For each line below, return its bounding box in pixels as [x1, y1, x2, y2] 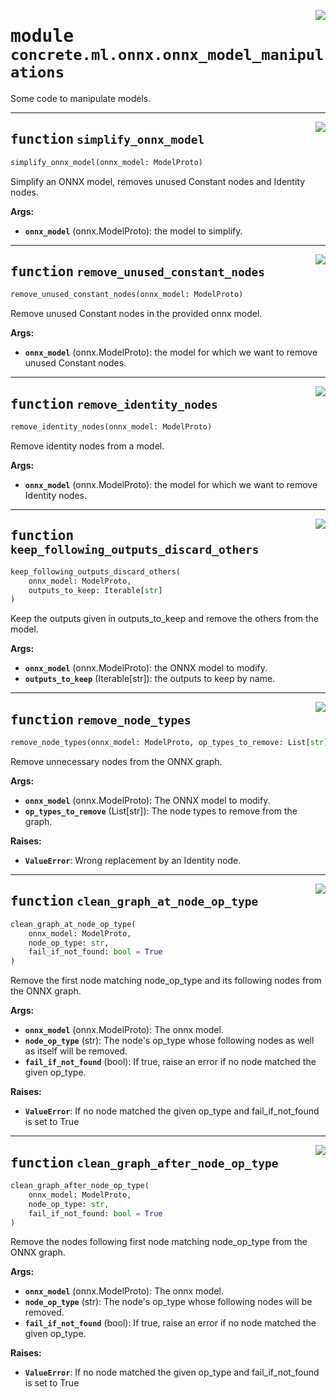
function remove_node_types [10, 711, 192, 728]
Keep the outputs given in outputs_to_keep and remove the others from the [10, 613, 320, 625]
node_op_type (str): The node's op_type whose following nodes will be [24, 1296, 313, 1308]
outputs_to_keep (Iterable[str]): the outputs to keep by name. [24, 673, 276, 685]
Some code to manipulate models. [10, 92, 152, 104]
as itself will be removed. [24, 1045, 128, 1057]
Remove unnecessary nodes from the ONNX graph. [10, 756, 223, 767]
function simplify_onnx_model [10, 131, 205, 148]
